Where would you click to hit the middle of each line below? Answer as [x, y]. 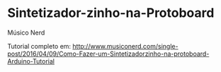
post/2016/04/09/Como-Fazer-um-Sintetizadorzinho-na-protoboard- [108, 54]
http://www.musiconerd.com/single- [125, 46]
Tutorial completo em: [39, 46]
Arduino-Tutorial [31, 61]
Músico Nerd [26, 32]
